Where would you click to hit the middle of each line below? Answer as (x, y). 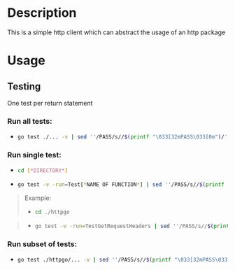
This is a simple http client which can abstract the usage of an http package (116, 32)
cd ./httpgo (52, 212)
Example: (38, 198)
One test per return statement (50, 103)
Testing (24, 86)
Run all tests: (30, 121)
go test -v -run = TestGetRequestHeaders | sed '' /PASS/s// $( (124, 226)
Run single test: (34, 155)
